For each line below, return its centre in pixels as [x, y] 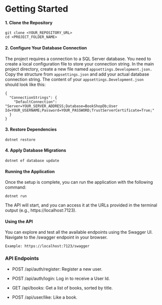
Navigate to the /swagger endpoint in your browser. [56, 237]
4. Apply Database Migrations [36, 150]
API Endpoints [22, 258]
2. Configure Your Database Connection [46, 48]
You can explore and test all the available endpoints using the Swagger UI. [79, 232]
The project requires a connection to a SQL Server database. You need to [78, 59]
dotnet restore [20, 140]
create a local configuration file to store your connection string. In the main [80, 64]
